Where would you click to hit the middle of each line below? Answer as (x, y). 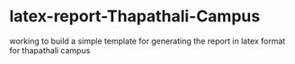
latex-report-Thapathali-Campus (135, 16)
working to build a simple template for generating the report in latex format (147, 41)
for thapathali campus (50, 50)
